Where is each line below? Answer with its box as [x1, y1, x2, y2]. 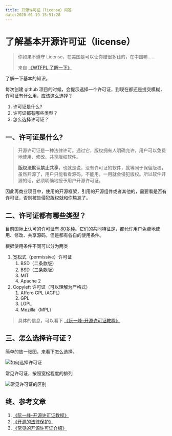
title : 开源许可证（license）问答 [5, 7, 72, 13]
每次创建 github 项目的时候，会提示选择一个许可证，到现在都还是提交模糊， [5, 86, 165, 93]
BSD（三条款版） [20, 267, 57, 273]
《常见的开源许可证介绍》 [12, 425, 67, 431]
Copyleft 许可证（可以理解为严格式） [12, 284, 91, 290]
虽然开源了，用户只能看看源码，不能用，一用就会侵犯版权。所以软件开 [17, 171, 166, 177]
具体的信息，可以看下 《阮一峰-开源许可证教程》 [17, 318, 120, 324]
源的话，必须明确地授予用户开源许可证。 [17, 178, 103, 184]
